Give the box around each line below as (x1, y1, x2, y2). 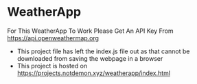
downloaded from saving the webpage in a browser (16, 54, 163, 62)
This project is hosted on (16, 61, 88, 70)
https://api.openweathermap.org (7, 33, 100, 42)
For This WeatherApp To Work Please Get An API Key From (7, 27, 174, 35)
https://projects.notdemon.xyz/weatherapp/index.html (16, 69, 170, 77)
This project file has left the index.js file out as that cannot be (16, 47, 190, 55)
